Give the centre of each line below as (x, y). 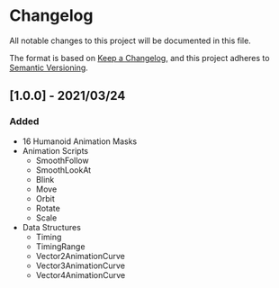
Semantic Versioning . (49, 67)
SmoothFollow (62, 160)
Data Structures (51, 227)
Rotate (48, 208)
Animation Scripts (55, 150)
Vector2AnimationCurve (81, 256)
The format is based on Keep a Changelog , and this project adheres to (139, 58)
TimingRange (60, 246)
